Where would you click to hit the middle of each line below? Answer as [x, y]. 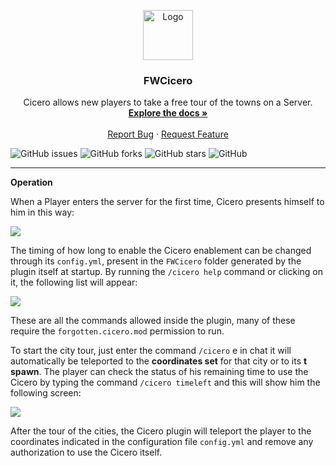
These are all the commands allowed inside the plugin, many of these [153, 321]
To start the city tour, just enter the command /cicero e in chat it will [151, 351]
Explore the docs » [168, 113]
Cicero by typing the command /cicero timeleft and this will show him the [165, 382]
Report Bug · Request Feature [168, 134]
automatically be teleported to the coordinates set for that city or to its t [159, 361]
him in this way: [42, 212]
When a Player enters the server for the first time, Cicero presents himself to [167, 202]
